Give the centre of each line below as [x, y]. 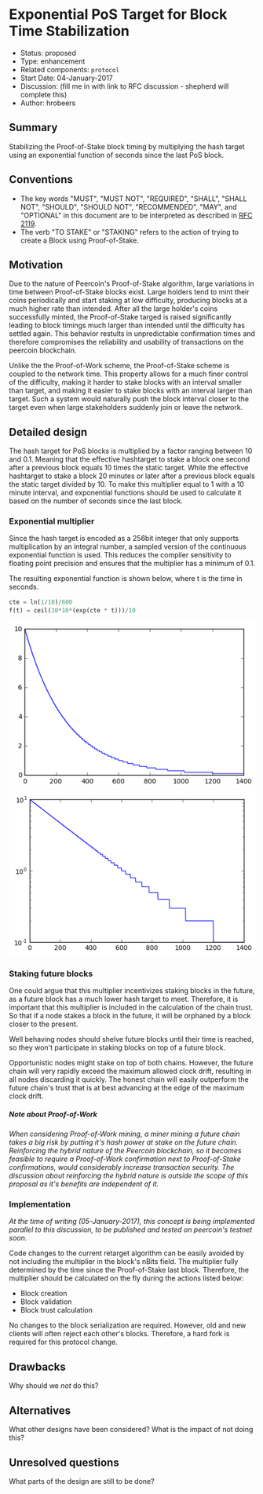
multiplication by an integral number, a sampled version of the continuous [128, 546]
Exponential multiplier [52, 521]
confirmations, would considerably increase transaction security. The [122, 1167]
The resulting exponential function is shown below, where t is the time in [126, 579]
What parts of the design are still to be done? [82, 1481]
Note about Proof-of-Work [53, 1114]
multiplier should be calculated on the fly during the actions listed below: [126, 1278]
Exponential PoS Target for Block [118, 15]
